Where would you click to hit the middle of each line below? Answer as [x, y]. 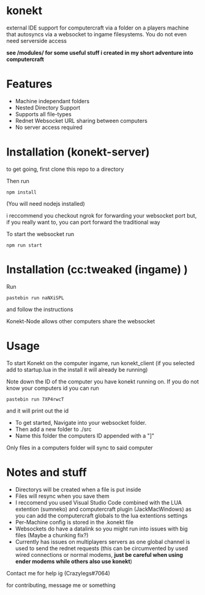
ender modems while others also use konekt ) [74, 561]
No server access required [49, 127]
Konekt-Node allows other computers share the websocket [81, 321]
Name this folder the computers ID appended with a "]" [85, 435]
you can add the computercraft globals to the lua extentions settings [101, 515]
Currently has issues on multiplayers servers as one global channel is [102, 542]
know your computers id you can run [53, 388]
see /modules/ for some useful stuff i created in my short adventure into [100, 52]
